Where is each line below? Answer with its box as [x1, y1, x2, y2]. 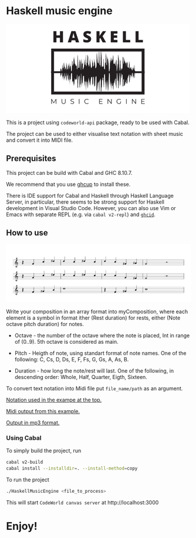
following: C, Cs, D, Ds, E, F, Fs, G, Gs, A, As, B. [14, 356, 129, 363]
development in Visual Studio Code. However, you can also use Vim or [6, 204, 176, 211]
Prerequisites [6, 154, 56, 164]
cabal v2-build [6, 459, 43, 465]
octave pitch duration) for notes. [6, 320, 84, 327]
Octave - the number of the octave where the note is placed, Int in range [14, 331, 190, 339]
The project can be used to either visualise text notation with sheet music [6, 130, 184, 137]
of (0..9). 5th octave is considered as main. [14, 338, 119, 345]
